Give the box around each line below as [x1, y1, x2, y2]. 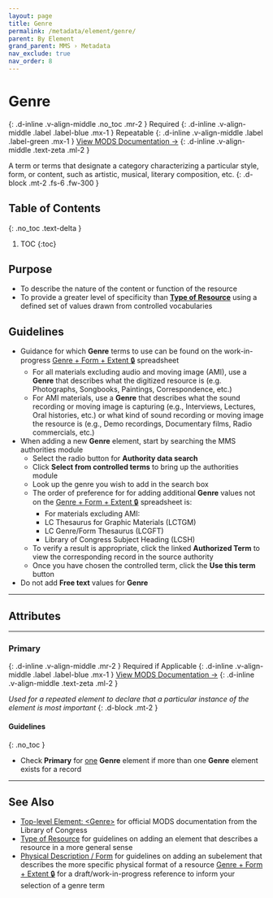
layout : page [8, 11, 53, 20]
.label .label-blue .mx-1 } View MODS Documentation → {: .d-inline [32, 670, 254, 679]
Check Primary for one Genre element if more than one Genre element [19, 755, 258, 765]
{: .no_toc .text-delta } [8, 223, 82, 232]
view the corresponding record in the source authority [32, 552, 214, 562]
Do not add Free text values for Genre [19, 578, 149, 588]
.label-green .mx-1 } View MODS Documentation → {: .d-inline [8, 136, 215, 146]
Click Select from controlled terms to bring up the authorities [32, 462, 239, 472]
